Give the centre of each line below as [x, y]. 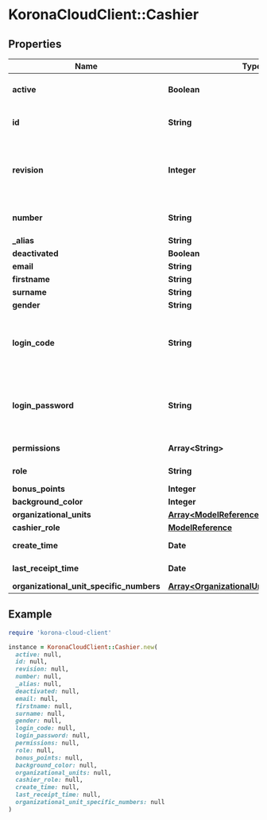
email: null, [37, 698]
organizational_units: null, [64, 772]
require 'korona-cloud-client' [60, 632]
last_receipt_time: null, [58, 795]
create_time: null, [48, 787]
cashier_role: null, [49, 780]
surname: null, [41, 714]
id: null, [31, 662]
